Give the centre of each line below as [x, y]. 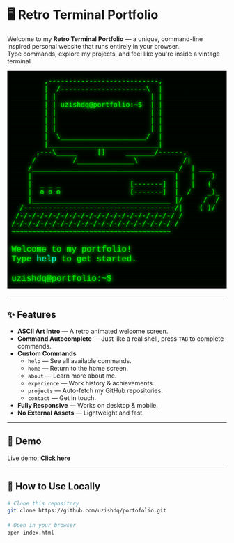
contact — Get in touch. [62, 398]
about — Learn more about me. [72, 376]
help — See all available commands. [80, 360]
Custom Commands [47, 353]
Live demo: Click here [39, 458]
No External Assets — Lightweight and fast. [80, 413]
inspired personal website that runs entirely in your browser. [93, 46]
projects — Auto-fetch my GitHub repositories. [95, 390]
